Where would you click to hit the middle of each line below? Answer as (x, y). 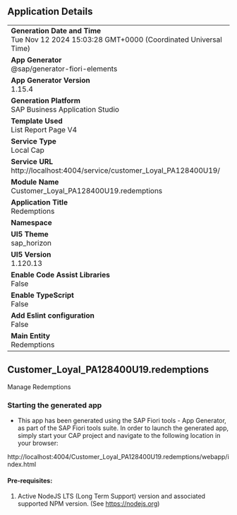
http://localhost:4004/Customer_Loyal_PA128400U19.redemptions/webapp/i (118, 456)
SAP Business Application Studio (65, 109)
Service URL (32, 161)
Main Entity (31, 335)
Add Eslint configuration (53, 316)
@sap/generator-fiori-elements (64, 69)
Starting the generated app (55, 405)
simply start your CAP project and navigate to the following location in (119, 435)
